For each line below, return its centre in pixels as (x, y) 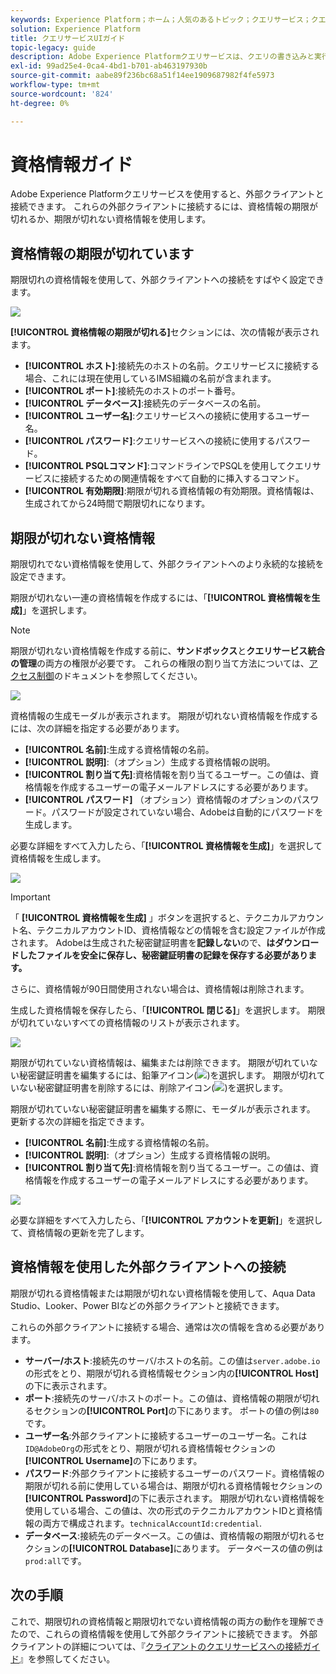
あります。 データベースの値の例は (252, 1548)
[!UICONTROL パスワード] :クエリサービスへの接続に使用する (150, 441)
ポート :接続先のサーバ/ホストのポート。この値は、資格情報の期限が (163, 1398)
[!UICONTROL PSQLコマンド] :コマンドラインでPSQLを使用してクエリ (168, 466)
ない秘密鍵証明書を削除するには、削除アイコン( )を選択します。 (153, 1088)
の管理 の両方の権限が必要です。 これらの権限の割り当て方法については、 (160, 663)
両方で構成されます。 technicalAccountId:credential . (152, 1523)
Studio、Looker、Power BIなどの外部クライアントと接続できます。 (147, 1305)
